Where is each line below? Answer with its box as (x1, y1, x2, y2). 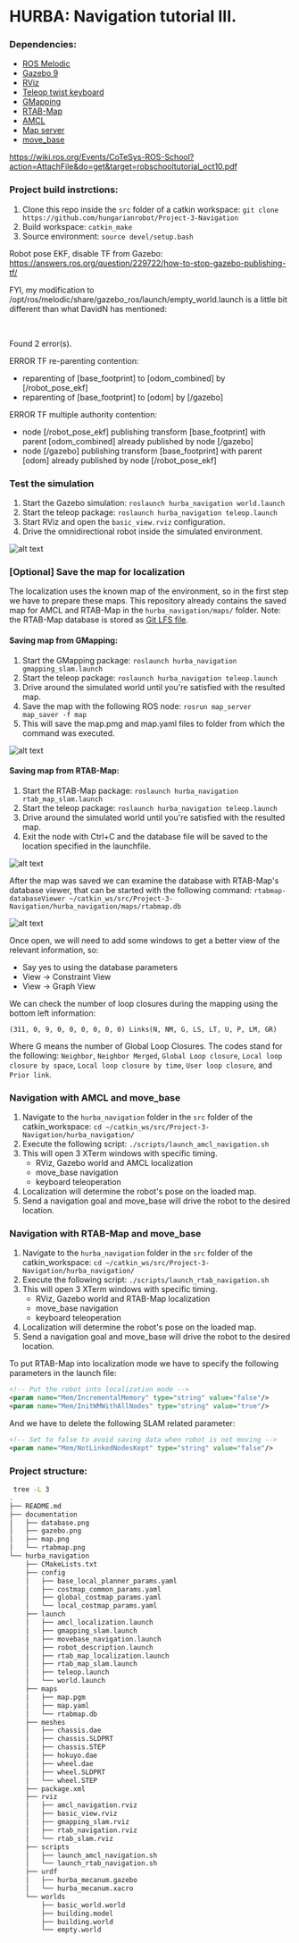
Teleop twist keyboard (21, 87, 104, 97)
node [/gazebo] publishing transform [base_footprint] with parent (21, 445, 262, 456)
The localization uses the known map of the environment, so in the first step (9, 586, 289, 596)
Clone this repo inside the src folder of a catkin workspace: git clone (21, 204, 279, 215)
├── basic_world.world (41, 1900, 126, 1910)
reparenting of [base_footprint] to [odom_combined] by (21, 373, 226, 384)
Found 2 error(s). (9, 338, 72, 349)
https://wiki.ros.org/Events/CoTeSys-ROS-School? (9, 152, 195, 163)
